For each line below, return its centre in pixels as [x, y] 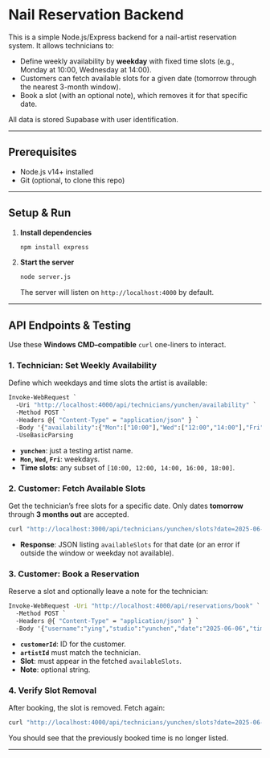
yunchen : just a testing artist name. [76, 450]
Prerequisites [43, 152]
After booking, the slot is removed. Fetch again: [87, 707]
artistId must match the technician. [80, 652]
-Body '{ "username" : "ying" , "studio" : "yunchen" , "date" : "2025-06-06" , [133, 629]
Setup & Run [40, 213]
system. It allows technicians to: [61, 45]
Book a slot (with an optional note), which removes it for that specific [134, 95]
